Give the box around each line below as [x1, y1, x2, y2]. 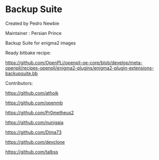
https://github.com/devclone [5, 139, 65, 145]
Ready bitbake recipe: [5, 50, 51, 56]
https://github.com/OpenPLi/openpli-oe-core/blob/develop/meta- [5, 59, 143, 65]
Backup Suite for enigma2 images [5, 39, 76, 46]
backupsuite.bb [5, 70, 38, 76]
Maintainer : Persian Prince [5, 30, 62, 36]
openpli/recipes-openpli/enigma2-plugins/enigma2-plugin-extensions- [5, 65, 154, 71]
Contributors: [5, 80, 33, 86]
